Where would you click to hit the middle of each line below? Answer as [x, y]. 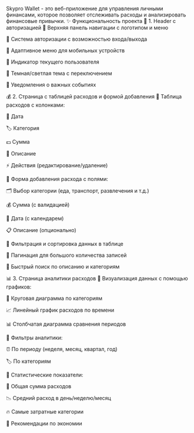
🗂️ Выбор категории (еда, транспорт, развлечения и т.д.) [78, 191]
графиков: [19, 287]
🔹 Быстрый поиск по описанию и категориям [63, 267]
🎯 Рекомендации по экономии [44, 423]
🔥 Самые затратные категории [45, 411]
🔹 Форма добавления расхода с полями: [57, 179]
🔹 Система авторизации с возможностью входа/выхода [77, 39]
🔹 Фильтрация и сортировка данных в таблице [65, 244]
